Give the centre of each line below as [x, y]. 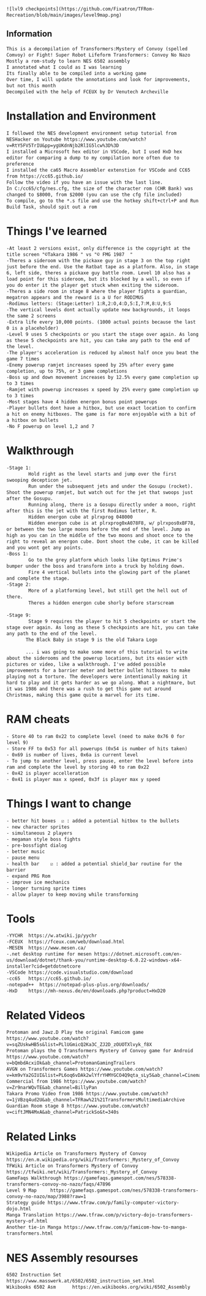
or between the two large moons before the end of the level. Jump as [98, 529]
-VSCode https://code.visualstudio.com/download [70, 972]
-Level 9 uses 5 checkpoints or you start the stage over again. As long [103, 334]
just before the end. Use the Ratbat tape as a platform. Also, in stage [103, 266]
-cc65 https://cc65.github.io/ [49, 979]
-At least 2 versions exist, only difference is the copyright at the [98, 248]
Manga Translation [30, 1215]
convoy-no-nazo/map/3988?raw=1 [46, 1197]
